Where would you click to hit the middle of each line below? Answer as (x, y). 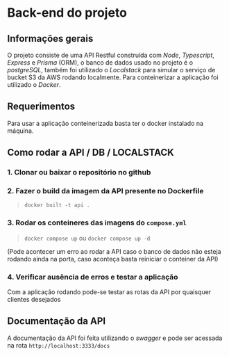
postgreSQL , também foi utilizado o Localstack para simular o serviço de (111, 70)
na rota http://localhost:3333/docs (59, 345)
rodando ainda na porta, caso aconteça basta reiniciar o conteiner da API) (113, 259)
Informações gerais (50, 39)
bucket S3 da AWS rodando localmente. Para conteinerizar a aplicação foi (113, 77)
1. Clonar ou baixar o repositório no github (79, 172)
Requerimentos (41, 107)
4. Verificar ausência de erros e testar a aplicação (93, 277)
